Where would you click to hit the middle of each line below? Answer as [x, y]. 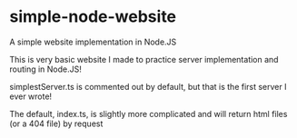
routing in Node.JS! [45, 69]
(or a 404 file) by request [56, 123]
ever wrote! [31, 96]
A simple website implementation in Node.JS [93, 42]
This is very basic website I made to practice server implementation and [144, 59]
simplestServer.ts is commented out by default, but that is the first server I [148, 86]
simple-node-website [93, 17]
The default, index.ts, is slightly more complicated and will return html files [148, 113]
